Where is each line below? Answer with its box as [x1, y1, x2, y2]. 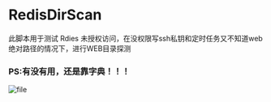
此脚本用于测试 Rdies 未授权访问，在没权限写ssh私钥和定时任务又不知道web [8, 33, 264, 43]
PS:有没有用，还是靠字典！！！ [8, 66, 131, 77]
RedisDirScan [8, 6, 102, 24]
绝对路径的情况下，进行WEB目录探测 [8, 43, 131, 53]
